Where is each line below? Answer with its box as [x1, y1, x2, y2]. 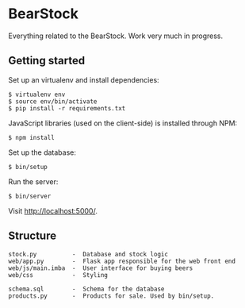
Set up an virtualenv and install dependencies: [8, 75, 160, 84]
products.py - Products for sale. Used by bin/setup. [8, 291, 215, 300]
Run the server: [8, 176, 59, 187]
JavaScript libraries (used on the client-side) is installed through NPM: [8, 118, 238, 128]
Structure [8, 229, 57, 243]
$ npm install [8, 133, 56, 141]
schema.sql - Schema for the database [8, 285, 165, 293]
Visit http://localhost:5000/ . [8, 206, 98, 215]
